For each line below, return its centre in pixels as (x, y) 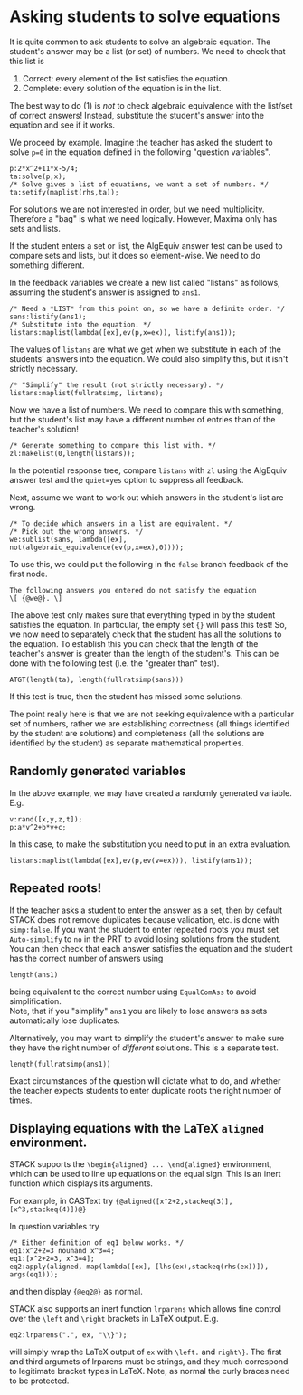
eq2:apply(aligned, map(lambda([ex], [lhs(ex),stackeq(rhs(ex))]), (139, 1267)
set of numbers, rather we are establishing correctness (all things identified (150, 723)
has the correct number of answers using (86, 958)
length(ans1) (34, 974)
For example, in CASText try (62, 1201)
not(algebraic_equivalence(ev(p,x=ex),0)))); (96, 547)
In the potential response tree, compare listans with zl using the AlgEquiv (148, 470)
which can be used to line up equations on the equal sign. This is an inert (146, 1174)
